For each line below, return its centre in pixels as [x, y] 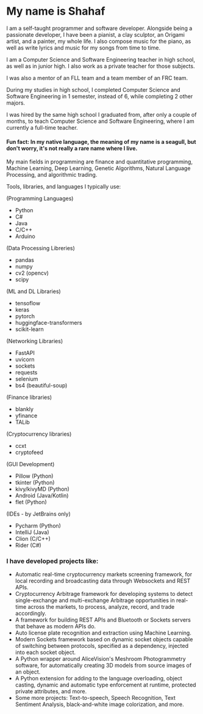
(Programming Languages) [40, 199]
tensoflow [28, 303]
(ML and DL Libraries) [34, 291]
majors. [16, 103]
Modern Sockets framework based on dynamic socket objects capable [104, 639]
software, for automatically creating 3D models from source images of [103, 666]
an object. [28, 672]
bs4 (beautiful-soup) [41, 385]
